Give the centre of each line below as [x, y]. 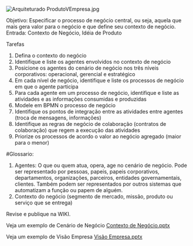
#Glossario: [20, 154]
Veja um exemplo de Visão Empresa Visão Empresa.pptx [74, 237]
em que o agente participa [46, 87]
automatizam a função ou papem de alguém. [69, 190]
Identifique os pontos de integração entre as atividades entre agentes [99, 112]
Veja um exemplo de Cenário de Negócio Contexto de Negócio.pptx [88, 225]
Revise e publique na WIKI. [38, 214]
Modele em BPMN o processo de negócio [65, 105]
